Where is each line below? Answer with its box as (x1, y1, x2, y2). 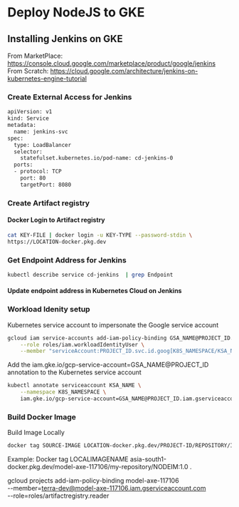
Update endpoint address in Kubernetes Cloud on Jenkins (7, 287, 182, 295)
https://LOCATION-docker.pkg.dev (7, 238, 107, 245)
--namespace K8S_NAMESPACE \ (20, 389, 107, 396)
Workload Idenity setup (7, 304, 90, 314)
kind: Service (7, 115, 50, 122)
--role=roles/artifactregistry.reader (7, 491, 110, 500)
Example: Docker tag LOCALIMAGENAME (7, 455, 129, 464)
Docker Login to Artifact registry (7, 215, 105, 225)
